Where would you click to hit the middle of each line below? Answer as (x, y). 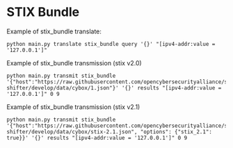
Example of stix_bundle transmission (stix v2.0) (74, 63)
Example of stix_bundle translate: (54, 31)
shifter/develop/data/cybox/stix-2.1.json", (72, 132)
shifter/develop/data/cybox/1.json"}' (63, 88)
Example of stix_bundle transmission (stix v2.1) (73, 107)
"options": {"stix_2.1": (176, 132)
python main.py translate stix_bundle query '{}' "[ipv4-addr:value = (111, 44)
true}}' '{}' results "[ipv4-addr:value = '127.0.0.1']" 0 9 (97, 138)
